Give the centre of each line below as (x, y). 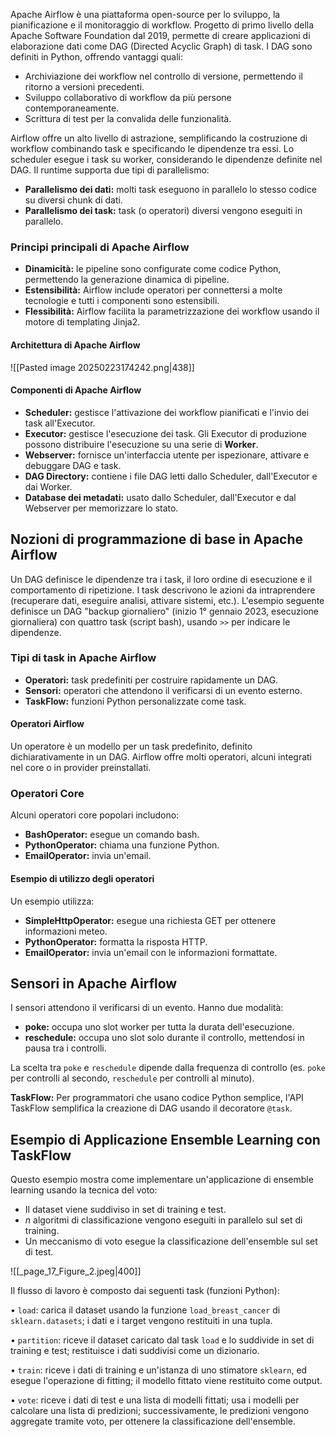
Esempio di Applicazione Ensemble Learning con (165, 1139)
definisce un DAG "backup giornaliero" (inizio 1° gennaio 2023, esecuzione (164, 611)
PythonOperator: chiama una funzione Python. (122, 845)
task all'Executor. (60, 423)
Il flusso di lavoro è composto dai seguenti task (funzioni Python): (145, 1291)
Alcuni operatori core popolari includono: (95, 815)
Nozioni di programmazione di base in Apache (157, 539)
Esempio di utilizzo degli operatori (82, 878)
